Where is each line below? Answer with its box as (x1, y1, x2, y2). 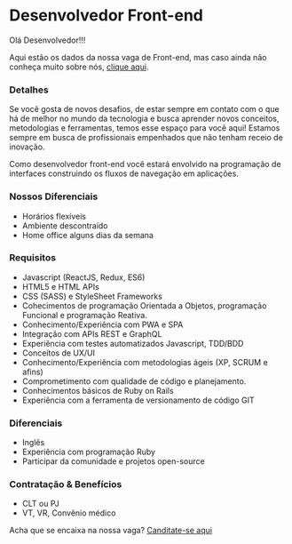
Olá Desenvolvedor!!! (9, 35, 86, 45)
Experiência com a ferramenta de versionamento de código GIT (21, 395, 255, 405)
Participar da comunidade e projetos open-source (21, 456, 206, 467)
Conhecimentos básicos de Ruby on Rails (21, 385, 175, 396)
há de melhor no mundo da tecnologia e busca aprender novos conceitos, (9, 113, 280, 124)
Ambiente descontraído (21, 220, 108, 231)
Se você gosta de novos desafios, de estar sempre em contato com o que (9, 104, 280, 115)
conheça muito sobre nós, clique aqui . (9, 61, 149, 72)
